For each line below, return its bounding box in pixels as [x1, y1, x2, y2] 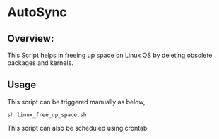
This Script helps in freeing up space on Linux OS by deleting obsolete [7, 51, 213, 59]
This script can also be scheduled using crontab [7, 123, 148, 132]
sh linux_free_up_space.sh [7, 111, 87, 119]
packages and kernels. [7, 59, 74, 67]
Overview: [7, 32, 54, 44]
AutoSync [7, 4, 67, 20]
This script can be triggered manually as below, [7, 97, 146, 106]
